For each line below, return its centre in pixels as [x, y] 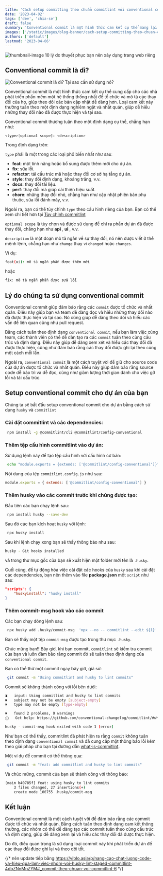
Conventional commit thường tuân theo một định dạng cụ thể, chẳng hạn [78, 122]
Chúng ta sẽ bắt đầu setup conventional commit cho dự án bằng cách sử [78, 405]
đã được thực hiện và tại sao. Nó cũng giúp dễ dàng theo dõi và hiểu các [78, 317]
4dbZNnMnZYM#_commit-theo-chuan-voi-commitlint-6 [61, 869]
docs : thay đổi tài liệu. [34, 184]
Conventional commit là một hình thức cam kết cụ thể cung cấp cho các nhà [81, 91]
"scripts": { [18, 589]
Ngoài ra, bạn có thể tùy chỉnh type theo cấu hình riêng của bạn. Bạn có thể [81, 209]
